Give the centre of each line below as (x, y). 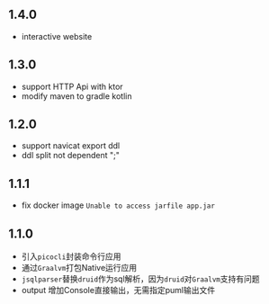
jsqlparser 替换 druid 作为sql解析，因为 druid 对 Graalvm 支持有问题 (140, 279)
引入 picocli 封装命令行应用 (71, 256)
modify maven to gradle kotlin (76, 96)
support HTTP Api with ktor (72, 86)
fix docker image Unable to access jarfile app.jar (118, 205)
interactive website (57, 36)
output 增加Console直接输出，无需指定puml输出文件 (118, 291)
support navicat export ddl (71, 146)
